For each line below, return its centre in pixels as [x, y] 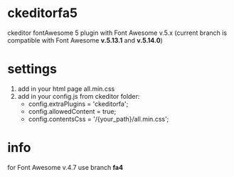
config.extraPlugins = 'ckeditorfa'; [78, 104]
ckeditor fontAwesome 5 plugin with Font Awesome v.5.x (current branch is [117, 33]
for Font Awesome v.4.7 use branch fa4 [65, 167]
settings [32, 69]
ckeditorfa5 [43, 13]
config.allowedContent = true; [72, 111]
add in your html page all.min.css [66, 88]
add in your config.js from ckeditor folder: [79, 96]
